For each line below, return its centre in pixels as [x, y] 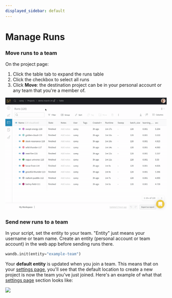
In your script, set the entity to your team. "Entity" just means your [75, 233]
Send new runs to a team [37, 222]
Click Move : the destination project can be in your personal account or [87, 85]
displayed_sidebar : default [35, 11]
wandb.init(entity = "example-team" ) [43, 254]
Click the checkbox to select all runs [51, 80]
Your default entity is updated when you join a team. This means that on [82, 264]
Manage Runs [35, 37]
